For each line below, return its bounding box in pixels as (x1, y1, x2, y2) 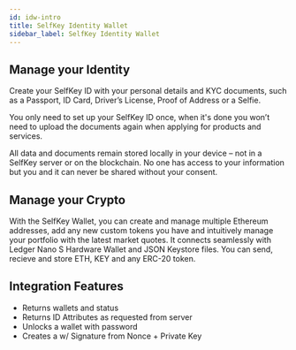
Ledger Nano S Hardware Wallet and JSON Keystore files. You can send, (9, 244, 274, 255)
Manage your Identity (9, 62, 131, 77)
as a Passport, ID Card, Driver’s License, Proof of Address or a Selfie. (9, 95, 262, 106)
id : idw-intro (9, 12, 62, 22)
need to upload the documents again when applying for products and (9, 121, 262, 133)
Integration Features (9, 279, 124, 294)
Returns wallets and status (21, 302, 119, 313)
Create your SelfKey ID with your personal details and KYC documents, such (9, 86, 287, 96)
